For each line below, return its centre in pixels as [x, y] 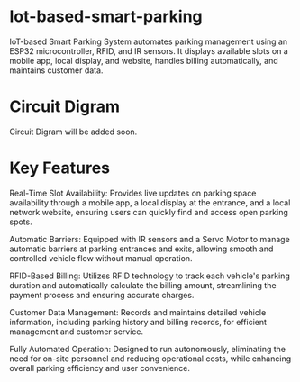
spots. [21, 222]
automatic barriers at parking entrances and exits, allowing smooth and [141, 249]
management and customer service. [77, 332]
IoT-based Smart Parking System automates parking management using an [149, 41]
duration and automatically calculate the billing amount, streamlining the [143, 285]
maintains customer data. [56, 70]
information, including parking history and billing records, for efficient [138, 322]
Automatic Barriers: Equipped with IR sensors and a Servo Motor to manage [150, 239]
